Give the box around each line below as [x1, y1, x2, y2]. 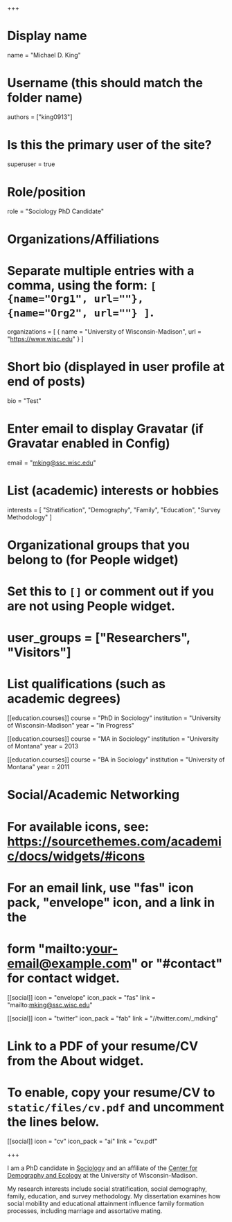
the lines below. [7, 1114, 100, 1130]
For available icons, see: [7, 818, 150, 834]
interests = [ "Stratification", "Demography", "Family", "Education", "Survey [7, 505, 221, 514]
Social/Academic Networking [7, 787, 180, 803]
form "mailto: [7, 941, 86, 956]
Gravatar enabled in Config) [7, 435, 171, 451]
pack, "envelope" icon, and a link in [7, 895, 215, 910]
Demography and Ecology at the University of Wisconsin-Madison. [7, 1171, 198, 1179]
